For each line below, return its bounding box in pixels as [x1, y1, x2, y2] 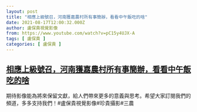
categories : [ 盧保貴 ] [6, 42, 62, 47]
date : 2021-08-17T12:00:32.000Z [6, 19, 85, 25]
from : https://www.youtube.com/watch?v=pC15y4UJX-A [6, 30, 135, 36]
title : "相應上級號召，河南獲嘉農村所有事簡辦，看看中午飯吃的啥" [6, 14, 148, 20]
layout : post [6, 8, 38, 15]
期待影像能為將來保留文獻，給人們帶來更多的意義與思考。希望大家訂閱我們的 [6, 92, 191, 99]
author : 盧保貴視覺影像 [6, 25, 58, 31]
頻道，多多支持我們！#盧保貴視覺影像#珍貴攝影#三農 [6, 99, 134, 106]
